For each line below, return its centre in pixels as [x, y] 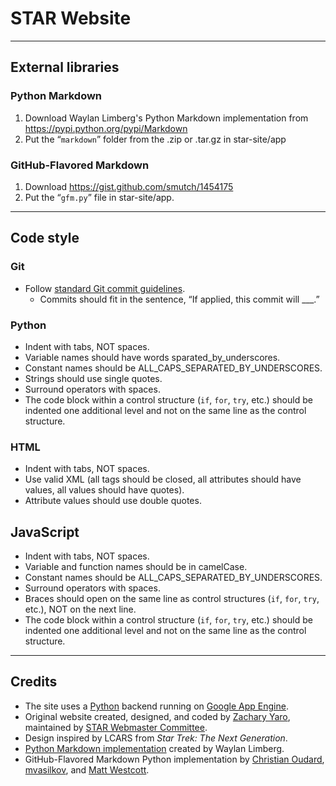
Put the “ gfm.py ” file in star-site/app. [99, 197]
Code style [45, 238]
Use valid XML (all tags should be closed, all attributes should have [163, 479]
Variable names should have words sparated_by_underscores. [152, 357]
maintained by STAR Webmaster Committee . [116, 727]
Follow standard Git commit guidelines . [105, 288]
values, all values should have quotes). [104, 490]
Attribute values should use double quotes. [113, 501]
